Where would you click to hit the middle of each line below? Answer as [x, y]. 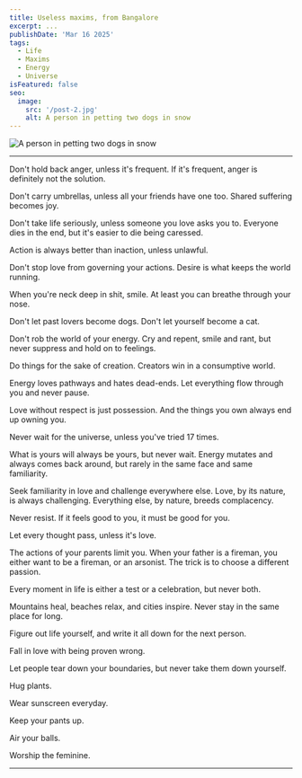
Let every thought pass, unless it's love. [83, 535]
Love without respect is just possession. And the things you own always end [151, 411]
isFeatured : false [44, 84]
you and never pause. [49, 393]
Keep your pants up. [47, 721]
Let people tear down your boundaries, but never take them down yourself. [148, 668]
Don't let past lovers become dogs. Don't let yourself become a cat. [135, 322]
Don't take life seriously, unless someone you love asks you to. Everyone [144, 223]
